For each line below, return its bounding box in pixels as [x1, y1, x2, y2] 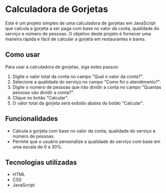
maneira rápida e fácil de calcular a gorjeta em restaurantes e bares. [5, 36, 146, 42]
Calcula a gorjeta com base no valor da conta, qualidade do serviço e [12, 127, 156, 133]
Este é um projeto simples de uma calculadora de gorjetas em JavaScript [5, 20, 156, 26]
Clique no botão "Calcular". [12, 94, 69, 100]
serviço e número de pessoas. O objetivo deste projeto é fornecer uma [5, 30, 151, 36]
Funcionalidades [5, 114, 58, 123]
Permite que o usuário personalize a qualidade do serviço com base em [12, 138, 161, 144]
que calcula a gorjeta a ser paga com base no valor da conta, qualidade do [5, 25, 159, 31]
